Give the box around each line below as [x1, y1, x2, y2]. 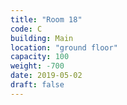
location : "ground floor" [10, 42, 118, 53]
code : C [10, 24, 43, 34]
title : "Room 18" [10, 14, 83, 25]
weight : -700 [10, 61, 65, 71]
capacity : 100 [10, 52, 70, 62]
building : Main [10, 33, 74, 43]
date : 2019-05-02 [10, 71, 83, 81]
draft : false [10, 80, 65, 90]
